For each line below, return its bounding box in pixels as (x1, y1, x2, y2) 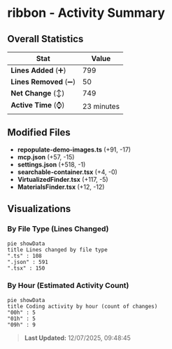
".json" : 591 (7, 258, 49, 265)
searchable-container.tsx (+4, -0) (17, 167, 117, 176)
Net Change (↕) (10, 88, 65, 98)
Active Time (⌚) (10, 100, 65, 110)
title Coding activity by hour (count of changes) (7, 303, 158, 310)
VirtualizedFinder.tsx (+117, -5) (17, 175, 108, 183)
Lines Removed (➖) (10, 77, 76, 86)
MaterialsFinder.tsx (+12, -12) (17, 183, 105, 191)
